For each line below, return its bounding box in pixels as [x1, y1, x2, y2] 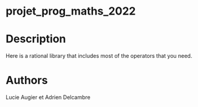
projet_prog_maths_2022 [5, 4, 136, 18]
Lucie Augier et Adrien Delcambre [5, 94, 90, 101]
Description [5, 32, 66, 46]
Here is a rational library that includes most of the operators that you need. [5, 52, 193, 60]
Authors [5, 74, 48, 88]
